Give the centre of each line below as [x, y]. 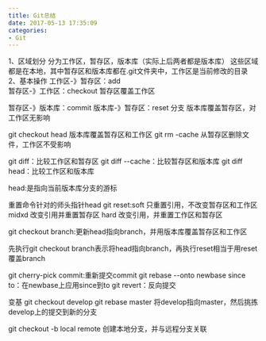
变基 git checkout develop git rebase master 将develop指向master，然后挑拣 [133, 302]
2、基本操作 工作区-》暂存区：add [64, 81]
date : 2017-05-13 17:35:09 [53, 23]
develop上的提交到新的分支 [53, 312]
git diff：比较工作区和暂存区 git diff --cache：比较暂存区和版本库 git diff [125, 161]
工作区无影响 [29, 118]
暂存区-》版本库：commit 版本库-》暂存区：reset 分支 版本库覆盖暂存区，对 [132, 108]
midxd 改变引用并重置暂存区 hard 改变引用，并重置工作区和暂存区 [116, 215]
